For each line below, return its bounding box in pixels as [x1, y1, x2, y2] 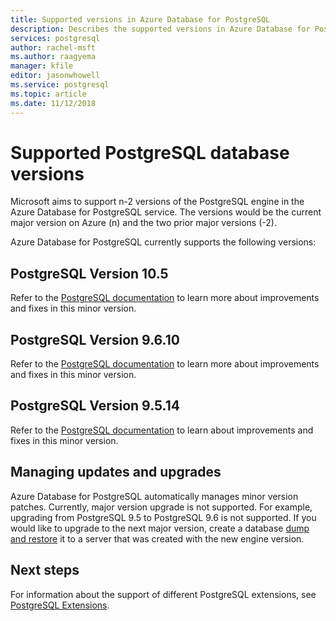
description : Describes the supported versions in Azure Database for [10, 24, 311, 34]
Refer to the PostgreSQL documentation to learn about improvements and [10, 424, 314, 436]
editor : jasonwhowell [10, 71, 101, 81]
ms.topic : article [10, 89, 87, 99]
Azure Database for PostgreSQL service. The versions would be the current [10, 206, 322, 218]
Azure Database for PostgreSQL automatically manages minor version [10, 490, 299, 502]
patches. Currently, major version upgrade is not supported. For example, [10, 501, 313, 513]
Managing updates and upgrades [10, 464, 222, 481]
